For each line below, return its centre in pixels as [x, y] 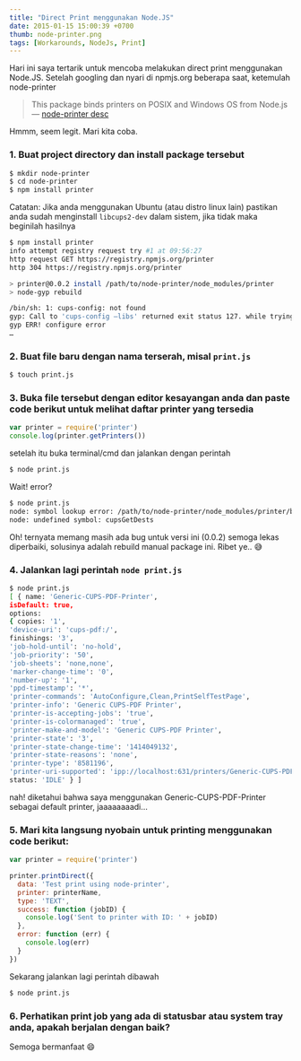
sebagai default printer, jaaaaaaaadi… [78, 806]
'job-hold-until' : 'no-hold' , [66, 647]
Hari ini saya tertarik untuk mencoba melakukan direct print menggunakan [146, 68]
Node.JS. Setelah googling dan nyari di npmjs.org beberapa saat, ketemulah [150, 78]
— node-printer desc [70, 114]
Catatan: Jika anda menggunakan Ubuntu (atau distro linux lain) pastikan [143, 207]
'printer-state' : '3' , [52, 738]
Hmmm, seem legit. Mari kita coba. [73, 132]
